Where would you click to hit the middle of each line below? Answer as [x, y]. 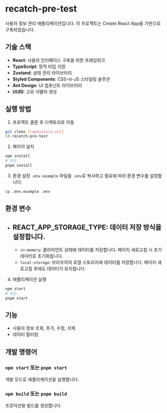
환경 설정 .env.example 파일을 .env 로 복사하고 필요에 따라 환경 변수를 [80, 176]
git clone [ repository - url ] [35, 131]
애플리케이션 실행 [29, 280]
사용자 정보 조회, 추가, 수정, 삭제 [44, 328]
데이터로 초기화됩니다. [42, 256]
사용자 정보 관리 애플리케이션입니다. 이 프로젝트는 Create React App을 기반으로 [83, 23]
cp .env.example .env [28, 191]
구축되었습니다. [20, 29]
